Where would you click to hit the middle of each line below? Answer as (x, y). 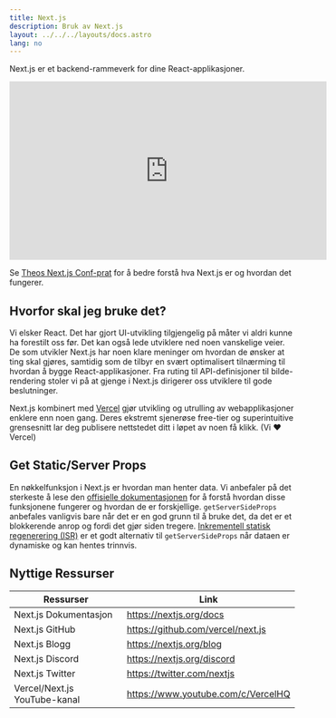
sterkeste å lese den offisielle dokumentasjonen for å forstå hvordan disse (148, 497)
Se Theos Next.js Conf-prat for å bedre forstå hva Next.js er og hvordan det (150, 273)
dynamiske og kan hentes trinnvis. (73, 545)
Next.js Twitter (45, 674)
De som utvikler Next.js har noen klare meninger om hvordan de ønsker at (147, 352)
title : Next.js (38, 18)
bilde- (282, 372)
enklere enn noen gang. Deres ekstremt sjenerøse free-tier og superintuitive (152, 418)
